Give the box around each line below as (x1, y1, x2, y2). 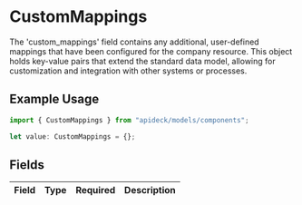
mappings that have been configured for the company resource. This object (9, 45, 293, 56)
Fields (9, 157, 45, 172)
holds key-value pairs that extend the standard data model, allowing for (9, 55, 276, 66)
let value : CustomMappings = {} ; (9, 132, 136, 142)
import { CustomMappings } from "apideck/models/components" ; (9, 115, 249, 124)
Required (75, 184, 116, 197)
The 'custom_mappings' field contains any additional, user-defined (9, 36, 260, 47)
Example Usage (9, 92, 100, 107)
